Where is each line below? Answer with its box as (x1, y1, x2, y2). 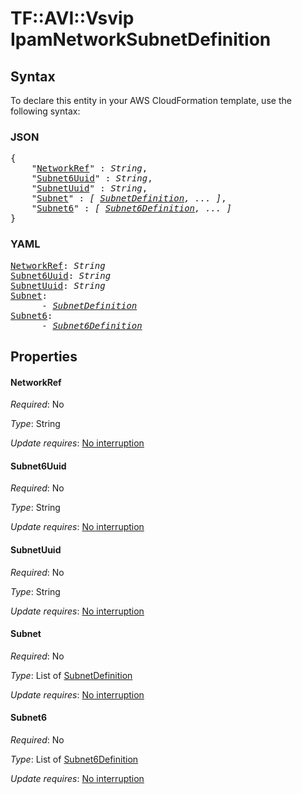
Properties (10, 348, 78, 365)
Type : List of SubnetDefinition (10, 669, 133, 681)
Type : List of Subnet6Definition (10, 753, 139, 765)
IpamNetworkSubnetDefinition (10, 28, 272, 51)
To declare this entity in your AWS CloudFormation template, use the (10, 95, 292, 106)
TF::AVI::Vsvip (10, 7, 135, 30)
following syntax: (10, 105, 81, 117)
